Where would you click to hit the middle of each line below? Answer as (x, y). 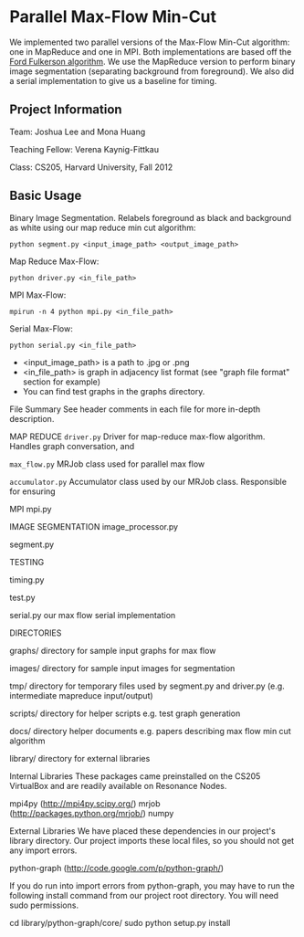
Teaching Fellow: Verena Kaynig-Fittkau (84, 149)
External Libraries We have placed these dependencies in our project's (142, 831)
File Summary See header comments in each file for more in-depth (135, 409)
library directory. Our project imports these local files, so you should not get (152, 840)
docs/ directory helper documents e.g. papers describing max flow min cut (150, 731)
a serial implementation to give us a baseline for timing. (113, 80)
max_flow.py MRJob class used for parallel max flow (107, 464)
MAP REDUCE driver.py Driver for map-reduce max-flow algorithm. (137, 437)
